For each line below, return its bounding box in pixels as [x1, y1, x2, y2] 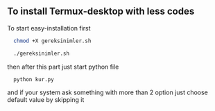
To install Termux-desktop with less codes [7, 6, 195, 17]
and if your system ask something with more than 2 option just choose [7, 88, 208, 96]
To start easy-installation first [7, 24, 92, 32]
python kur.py [13, 76, 54, 83]
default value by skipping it [7, 96, 85, 104]
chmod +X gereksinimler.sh [13, 37, 92, 44]
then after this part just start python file [7, 62, 119, 71]
